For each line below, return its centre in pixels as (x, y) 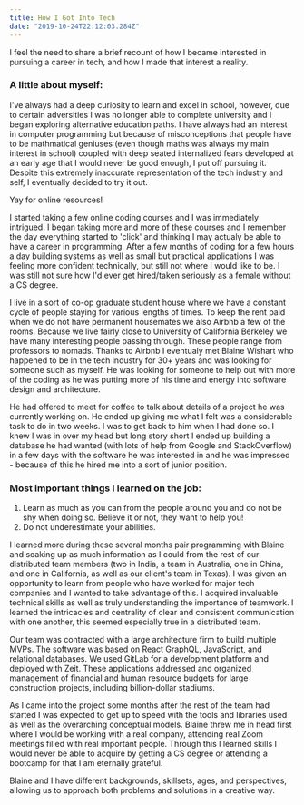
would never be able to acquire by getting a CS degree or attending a (138, 753)
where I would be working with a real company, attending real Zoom (137, 734)
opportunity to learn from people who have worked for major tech (132, 584)
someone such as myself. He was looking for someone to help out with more (152, 369)
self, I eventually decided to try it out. (78, 182)
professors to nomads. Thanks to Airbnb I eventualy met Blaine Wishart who (152, 350)
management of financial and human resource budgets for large (129, 678)
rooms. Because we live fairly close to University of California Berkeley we (148, 331)
